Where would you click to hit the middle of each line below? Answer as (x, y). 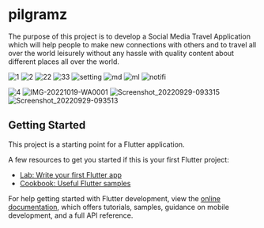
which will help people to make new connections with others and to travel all (132, 44)
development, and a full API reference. (71, 215)
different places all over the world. (64, 62)
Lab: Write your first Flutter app (71, 174)
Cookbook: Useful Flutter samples (75, 183)
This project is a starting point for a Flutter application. (96, 144)
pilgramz (38, 15)
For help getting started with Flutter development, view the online (115, 198)
